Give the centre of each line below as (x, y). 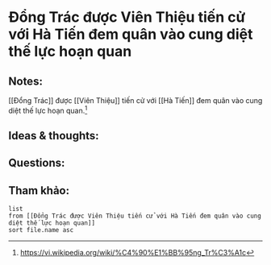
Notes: (25, 81)
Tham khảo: (39, 190)
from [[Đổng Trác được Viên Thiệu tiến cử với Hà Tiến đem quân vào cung (135, 216)
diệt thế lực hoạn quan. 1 (48, 110)
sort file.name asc (41, 230)
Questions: (37, 163)
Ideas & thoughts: (54, 136)
